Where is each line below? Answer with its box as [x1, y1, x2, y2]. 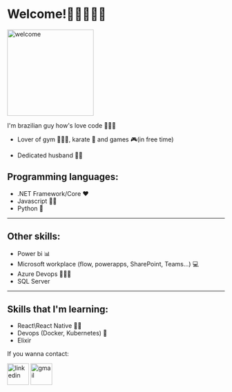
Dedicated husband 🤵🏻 [17, 151, 83, 159]
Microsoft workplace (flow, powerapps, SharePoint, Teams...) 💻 [17, 259, 199, 268]
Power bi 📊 [17, 249, 50, 257]
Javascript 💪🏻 [17, 197, 57, 205]
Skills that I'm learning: [7, 303, 108, 315]
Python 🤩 [17, 204, 43, 213]
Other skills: [7, 231, 61, 242]
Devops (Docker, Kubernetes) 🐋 [17, 329, 108, 337]
